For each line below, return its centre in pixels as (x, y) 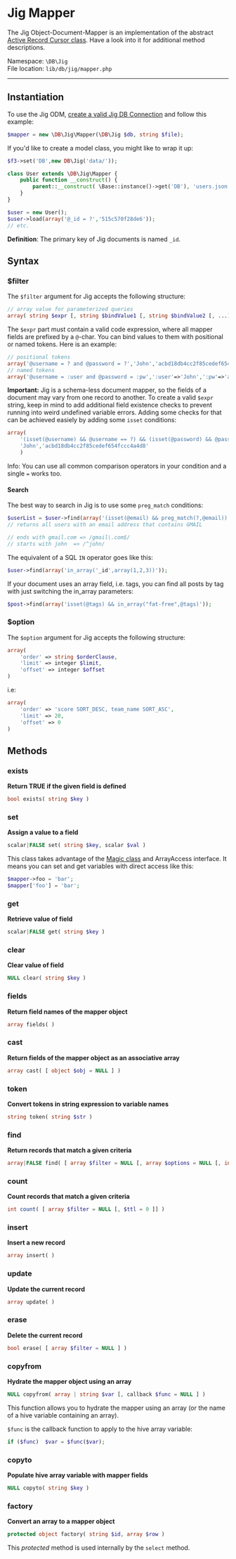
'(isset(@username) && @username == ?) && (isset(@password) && (116, 440)
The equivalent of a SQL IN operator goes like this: (80, 557)
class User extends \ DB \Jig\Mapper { (63, 174)
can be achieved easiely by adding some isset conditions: (92, 420)
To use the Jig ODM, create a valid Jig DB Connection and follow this (107, 114)
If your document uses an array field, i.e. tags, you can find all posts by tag (116, 584)
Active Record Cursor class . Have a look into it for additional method (106, 39)
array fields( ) (31, 1024)
